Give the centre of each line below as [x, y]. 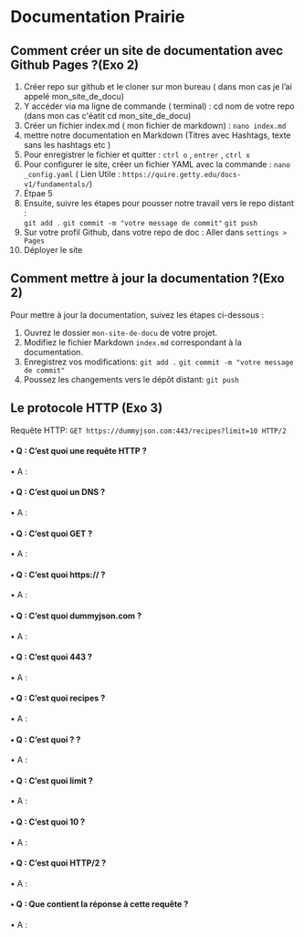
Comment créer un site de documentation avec [147, 51]
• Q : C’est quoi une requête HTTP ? [79, 451]
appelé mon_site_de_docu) [74, 96]
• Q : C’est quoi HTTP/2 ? [58, 863]
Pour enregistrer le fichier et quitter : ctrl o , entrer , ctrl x [136, 154]
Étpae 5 [38, 193]
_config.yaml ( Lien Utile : [72, 174]
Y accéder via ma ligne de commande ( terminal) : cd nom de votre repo [159, 106]
